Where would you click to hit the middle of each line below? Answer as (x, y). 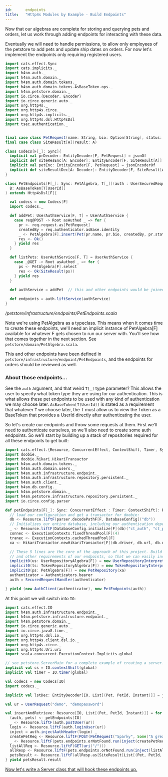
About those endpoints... (36, 377)
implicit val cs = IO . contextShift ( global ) (51, 668)
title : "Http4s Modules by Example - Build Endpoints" (66, 15)
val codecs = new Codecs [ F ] (39, 202)
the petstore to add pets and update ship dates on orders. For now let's (78, 49)
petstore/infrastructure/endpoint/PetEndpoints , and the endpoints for (79, 359)
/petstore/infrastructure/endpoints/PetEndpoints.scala (61, 313)
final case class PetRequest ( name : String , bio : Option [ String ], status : (84, 138)
